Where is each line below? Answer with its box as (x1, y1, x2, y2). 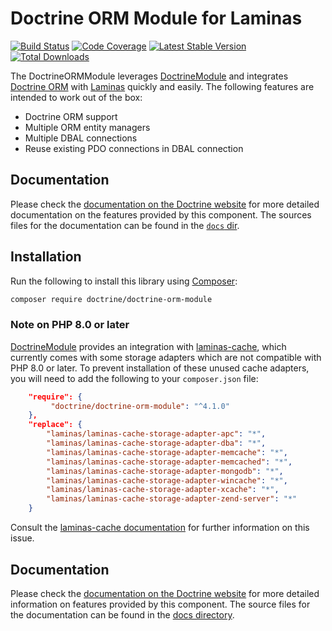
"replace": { (28, 420, 83, 430)
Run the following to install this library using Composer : (10, 275, 238, 287)
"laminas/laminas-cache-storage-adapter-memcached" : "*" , (46, 457, 293, 467)
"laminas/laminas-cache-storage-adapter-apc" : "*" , (46, 429, 267, 439)
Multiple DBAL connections (24, 132, 138, 144)
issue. (10, 532, 35, 544)
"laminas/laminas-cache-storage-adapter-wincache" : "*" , (46, 475, 288, 486)
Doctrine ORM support (24, 110, 118, 122)
